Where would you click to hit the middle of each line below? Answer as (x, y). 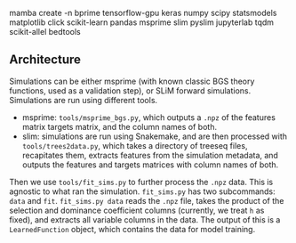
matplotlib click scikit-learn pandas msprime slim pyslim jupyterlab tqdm (141, 22)
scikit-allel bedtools (45, 32)
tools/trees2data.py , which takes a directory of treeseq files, (135, 145)
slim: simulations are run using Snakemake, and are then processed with (154, 136)
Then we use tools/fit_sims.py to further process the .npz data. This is (141, 182)
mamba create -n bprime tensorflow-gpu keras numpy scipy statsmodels (143, 13)
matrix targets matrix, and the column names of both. (120, 126)
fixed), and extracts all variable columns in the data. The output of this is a (145, 219)
